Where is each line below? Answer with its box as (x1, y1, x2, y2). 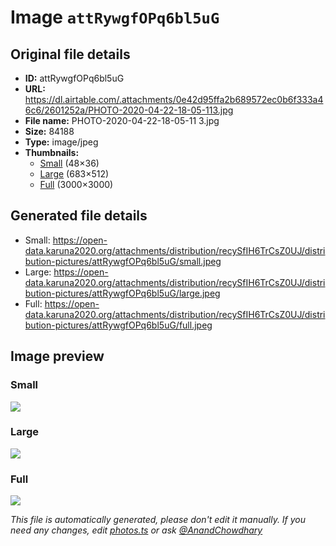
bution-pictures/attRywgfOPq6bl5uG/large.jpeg (24, 287, 221, 299)
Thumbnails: (24, 147, 80, 158)
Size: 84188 (24, 126, 75, 137)
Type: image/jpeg (24, 136, 99, 148)
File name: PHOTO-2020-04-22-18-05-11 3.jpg (24, 115, 220, 126)
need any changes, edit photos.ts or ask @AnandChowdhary (10, 524, 263, 536)
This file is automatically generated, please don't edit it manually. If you (10, 514, 307, 526)
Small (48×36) (39, 157, 100, 169)
